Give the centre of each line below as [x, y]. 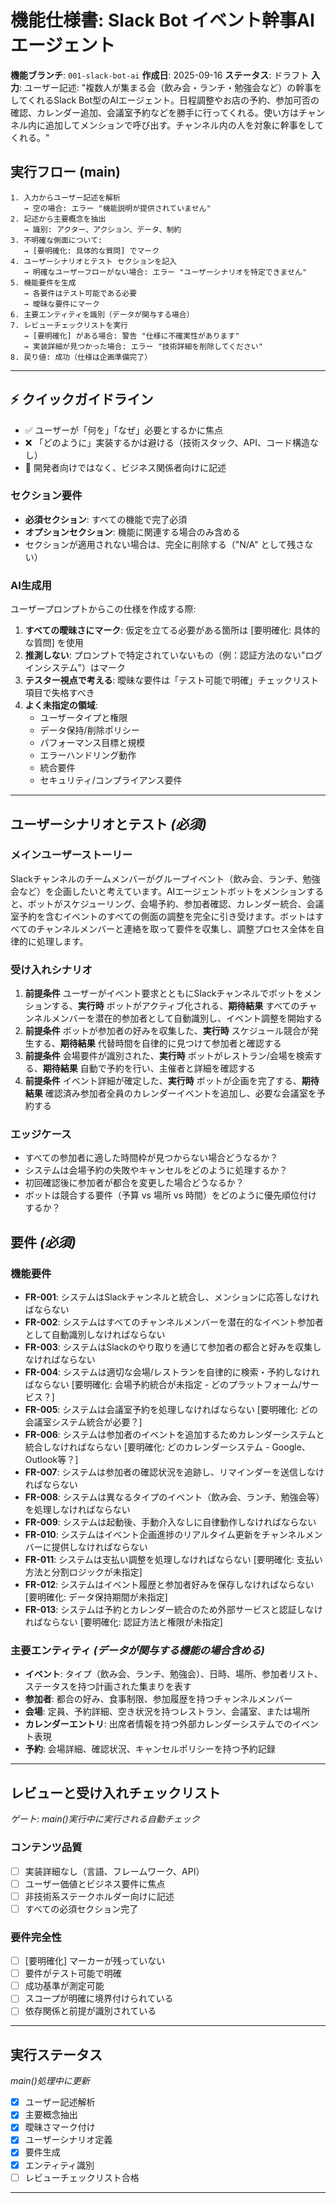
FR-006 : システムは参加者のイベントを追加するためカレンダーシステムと [174, 1435]
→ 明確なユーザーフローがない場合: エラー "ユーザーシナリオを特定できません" [165, 272]
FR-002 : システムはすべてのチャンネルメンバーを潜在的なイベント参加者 [174, 1322]
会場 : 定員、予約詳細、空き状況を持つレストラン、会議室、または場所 [167, 1712]
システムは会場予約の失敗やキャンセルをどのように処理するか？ [156, 1170]
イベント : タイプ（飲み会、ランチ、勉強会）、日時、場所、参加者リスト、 [173, 1674]
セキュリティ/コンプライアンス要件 [111, 780]
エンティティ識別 [59, 2165]
